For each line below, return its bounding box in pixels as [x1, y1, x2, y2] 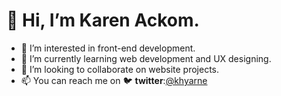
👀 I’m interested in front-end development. [20, 42, 196, 54]
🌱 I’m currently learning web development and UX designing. [20, 52, 272, 64]
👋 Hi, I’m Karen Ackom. [6, 9, 200, 32]
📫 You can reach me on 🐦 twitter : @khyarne [20, 74, 208, 86]
